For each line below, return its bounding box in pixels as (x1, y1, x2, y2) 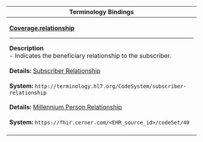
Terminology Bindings (69, 8, 134, 16)
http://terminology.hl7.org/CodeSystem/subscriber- (34, 83, 187, 89)
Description (9, 44, 44, 52)
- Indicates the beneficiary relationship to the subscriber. (9, 51, 172, 60)
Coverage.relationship (9, 24, 75, 32)
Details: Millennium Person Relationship (9, 103, 122, 111)
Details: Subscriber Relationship (9, 66, 101, 75)
